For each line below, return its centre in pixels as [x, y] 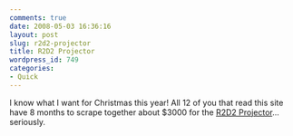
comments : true [38, 18]
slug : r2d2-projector [50, 43]
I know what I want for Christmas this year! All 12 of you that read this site [146, 102]
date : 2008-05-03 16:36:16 [60, 26]
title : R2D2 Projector [52, 52]
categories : [32, 69]
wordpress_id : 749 [44, 60]
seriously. [28, 121]
